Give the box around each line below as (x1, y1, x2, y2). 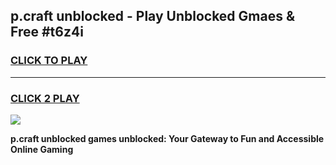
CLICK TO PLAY (10, 54, 88, 68)
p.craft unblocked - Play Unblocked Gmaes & (10, 8, 296, 25)
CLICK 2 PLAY (10, 91, 80, 105)
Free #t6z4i (10, 24, 84, 41)
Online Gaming (10, 143, 74, 155)
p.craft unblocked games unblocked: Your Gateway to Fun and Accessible (10, 132, 325, 144)
